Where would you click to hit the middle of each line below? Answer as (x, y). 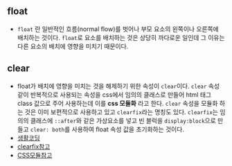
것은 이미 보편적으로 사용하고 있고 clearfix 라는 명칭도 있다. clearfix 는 (121, 112)
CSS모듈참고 (35, 155)
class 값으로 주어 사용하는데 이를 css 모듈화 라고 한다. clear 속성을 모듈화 (117, 103)
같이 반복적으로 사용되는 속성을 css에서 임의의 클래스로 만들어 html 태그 (114, 94)
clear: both (47, 130)
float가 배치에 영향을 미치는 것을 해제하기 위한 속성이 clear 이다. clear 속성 (118, 86)
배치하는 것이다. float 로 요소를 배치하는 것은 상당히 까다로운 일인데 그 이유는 (121, 37)
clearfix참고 (34, 146)
